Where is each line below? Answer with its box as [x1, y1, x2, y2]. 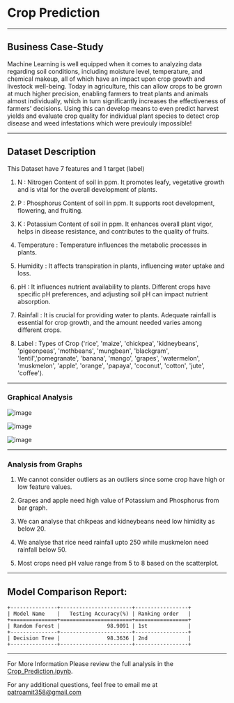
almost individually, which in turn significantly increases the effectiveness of [7, 96, 226, 105]
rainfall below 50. [17, 545, 68, 554]
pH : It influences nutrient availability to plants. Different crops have [17, 282, 211, 291]
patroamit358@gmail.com [7, 688, 82, 696]
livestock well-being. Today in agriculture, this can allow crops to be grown [7, 82, 223, 90]
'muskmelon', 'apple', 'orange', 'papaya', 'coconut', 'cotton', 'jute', [17, 361, 205, 370]
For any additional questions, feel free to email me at [7, 680, 158, 688]
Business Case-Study [7, 41, 104, 53]
